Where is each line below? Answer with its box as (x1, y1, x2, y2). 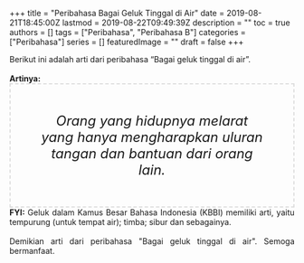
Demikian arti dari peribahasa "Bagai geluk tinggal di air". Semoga (9, 236, 295, 247)
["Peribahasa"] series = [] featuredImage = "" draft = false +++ (9, 36, 244, 47)
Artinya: (9, 73, 41, 84)
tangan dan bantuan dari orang (51, 145, 253, 162)
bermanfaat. (9, 246, 55, 256)
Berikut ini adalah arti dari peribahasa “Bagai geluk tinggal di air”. (9, 54, 252, 64)
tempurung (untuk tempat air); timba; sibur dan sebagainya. (9, 217, 233, 227)
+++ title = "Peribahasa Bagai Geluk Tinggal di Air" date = (9, 8, 224, 18)
